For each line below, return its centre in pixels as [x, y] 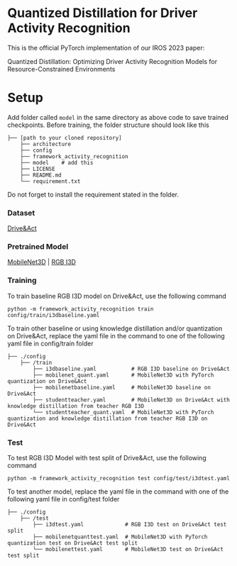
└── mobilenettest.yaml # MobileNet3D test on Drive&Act [128, 550]
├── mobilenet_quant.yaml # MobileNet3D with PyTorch [123, 375]
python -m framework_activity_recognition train [81, 309]
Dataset [21, 213]
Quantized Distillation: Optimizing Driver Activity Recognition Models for [112, 61]
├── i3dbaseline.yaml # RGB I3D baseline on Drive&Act [132, 369]
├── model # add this [57, 162]
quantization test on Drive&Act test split [73, 543]
